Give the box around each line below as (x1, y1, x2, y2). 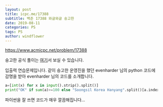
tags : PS (5, 29, 23, 34)
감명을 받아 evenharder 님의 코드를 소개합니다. (5, 73, 94, 79)
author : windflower (5, 34, 45, 39)
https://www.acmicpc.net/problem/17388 (5, 47, 87, 53)
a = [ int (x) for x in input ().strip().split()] (5, 83, 98, 88)
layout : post (5, 7, 32, 12)
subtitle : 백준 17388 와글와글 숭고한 (5, 16, 74, 21)
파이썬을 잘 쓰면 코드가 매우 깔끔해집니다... (5, 97, 85, 103)
